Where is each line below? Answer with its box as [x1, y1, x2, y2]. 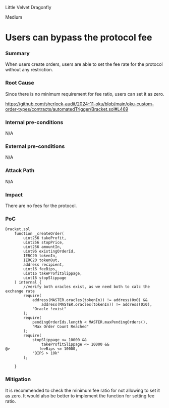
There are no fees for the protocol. [5, 202, 77, 209]
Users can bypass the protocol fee [5, 32, 152, 44]
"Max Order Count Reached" [32, 324, 89, 330]
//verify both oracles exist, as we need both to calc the [23, 284, 150, 290]
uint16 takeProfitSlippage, [23, 271, 82, 276]
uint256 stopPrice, [23, 240, 65, 245]
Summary [5, 50, 30, 57]
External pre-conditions [5, 143, 65, 150]
